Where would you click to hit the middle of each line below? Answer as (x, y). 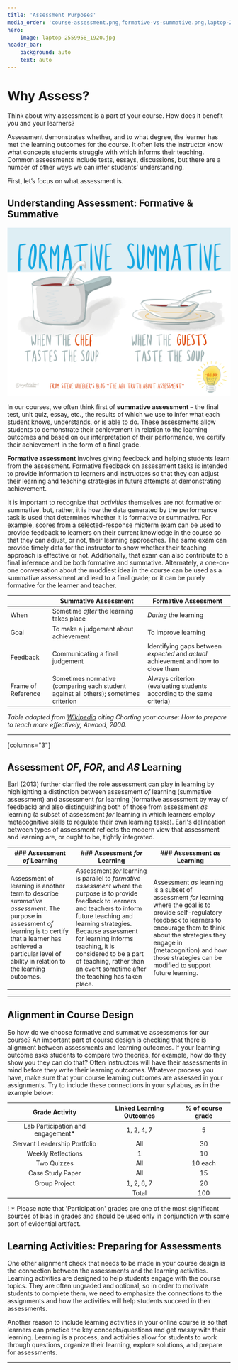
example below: (30, 1092)
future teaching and (104, 916)
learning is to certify (40, 931)
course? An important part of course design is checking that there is (107, 1040)
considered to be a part (109, 954)
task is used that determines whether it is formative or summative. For (109, 517)
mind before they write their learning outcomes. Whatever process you (110, 1070)
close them (164, 668)
